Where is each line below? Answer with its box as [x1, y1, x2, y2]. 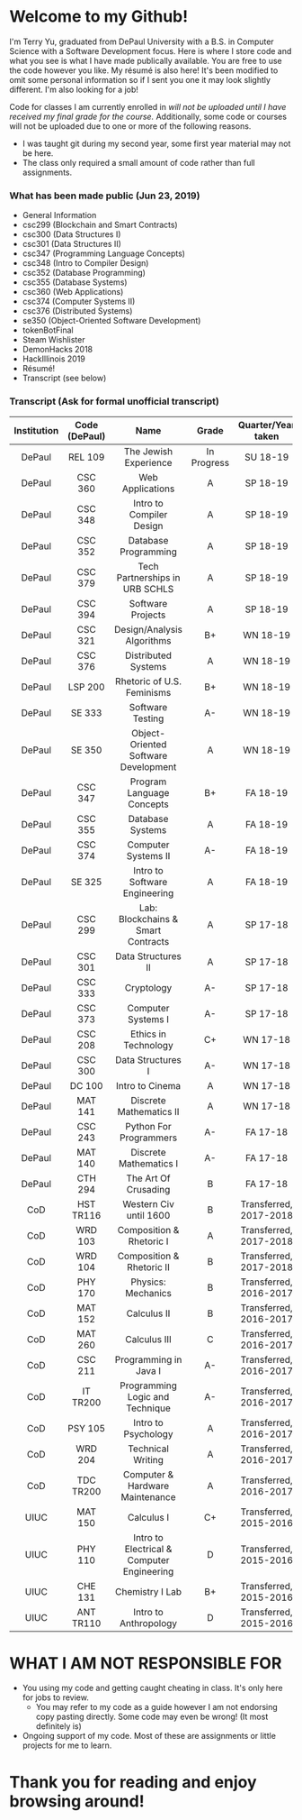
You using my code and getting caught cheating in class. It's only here [22, 1683, 283, 1694]
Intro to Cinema [115, 1079, 182, 1092]
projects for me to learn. [22, 1740, 112, 1751]
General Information [22, 210, 97, 221]
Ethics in [129, 1028, 166, 1040]
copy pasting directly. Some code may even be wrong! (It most [35, 1711, 269, 1723]
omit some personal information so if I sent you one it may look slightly [9, 74, 271, 85]
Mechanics [125, 1286, 173, 1299]
